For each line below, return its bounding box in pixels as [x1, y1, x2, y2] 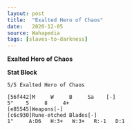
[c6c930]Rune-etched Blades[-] [7, 112, 97, 119]
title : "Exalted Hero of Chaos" [7, 17, 104, 24]
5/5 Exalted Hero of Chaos [7, 82, 85, 89]
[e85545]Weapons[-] [7, 106, 64, 113]
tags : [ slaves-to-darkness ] [7, 36, 88, 43]
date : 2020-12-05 [7, 23, 64, 30]
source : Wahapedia [7, 29, 60, 37]
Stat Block [7, 68, 37, 77]
